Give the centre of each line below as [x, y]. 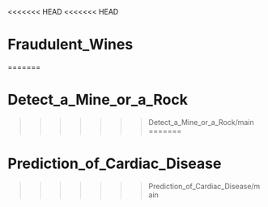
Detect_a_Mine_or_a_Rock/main [201, 122]
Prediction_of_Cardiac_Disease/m [204, 186]
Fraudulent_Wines [70, 45]
